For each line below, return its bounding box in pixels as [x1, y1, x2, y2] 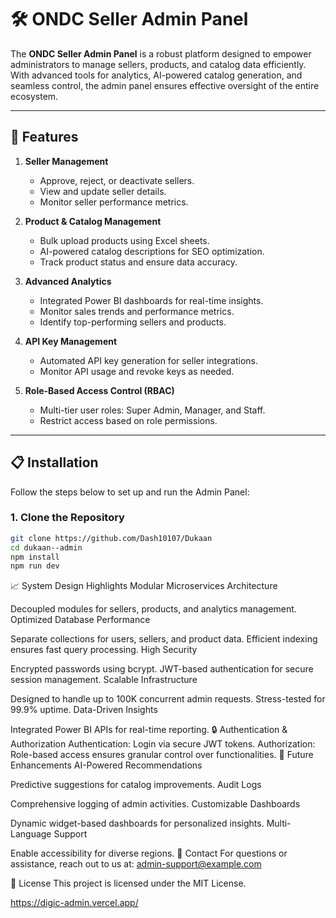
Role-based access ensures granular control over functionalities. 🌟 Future [10, 749, 314, 761]
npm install [10, 552, 60, 562]
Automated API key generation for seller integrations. [39, 354, 258, 366]
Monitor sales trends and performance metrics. [39, 305, 235, 317]
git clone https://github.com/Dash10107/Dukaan [10, 533, 213, 543]
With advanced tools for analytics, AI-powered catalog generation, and [10, 69, 303, 81]
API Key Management [24, 335, 118, 347]
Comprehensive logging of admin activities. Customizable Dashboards [10, 798, 301, 810]
